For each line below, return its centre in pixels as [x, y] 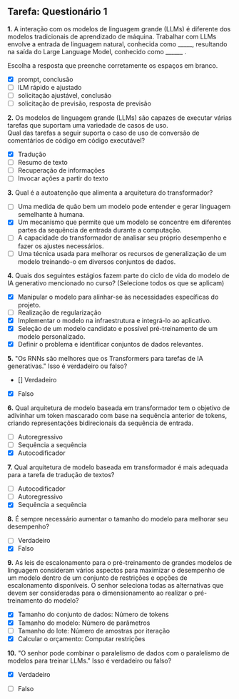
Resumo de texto [42, 163]
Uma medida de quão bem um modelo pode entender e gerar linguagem [124, 207]
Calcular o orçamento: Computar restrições [81, 638]
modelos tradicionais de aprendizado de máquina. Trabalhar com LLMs [112, 36]
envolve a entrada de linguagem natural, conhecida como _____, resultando [117, 44]
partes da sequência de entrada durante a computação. [100, 230]
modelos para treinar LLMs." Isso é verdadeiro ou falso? [90, 660]
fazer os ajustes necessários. [61, 246]
